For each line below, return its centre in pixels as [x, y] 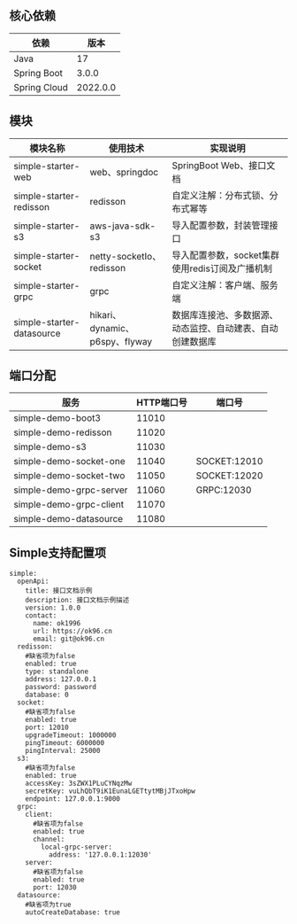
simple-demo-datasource [69, 519]
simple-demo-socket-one [69, 462]
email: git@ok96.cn [68, 639]
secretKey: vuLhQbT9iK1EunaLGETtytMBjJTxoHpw [110, 791]
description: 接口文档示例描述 [77, 601]
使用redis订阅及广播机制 [222, 268]
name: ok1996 [57, 624]
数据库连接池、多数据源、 [225, 314]
